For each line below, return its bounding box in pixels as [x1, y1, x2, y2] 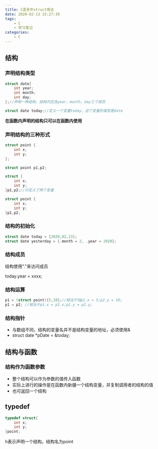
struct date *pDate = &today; [12, 332, 70, 338]
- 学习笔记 [14, 25, 33, 30]
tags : [5, 16, 16, 21]
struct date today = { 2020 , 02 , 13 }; [5, 234, 78, 239]
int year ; [14, 86, 34, 91]
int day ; [14, 95, 32, 100]
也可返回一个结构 [12, 388, 47, 394]
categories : [5, 30, 29, 35]
